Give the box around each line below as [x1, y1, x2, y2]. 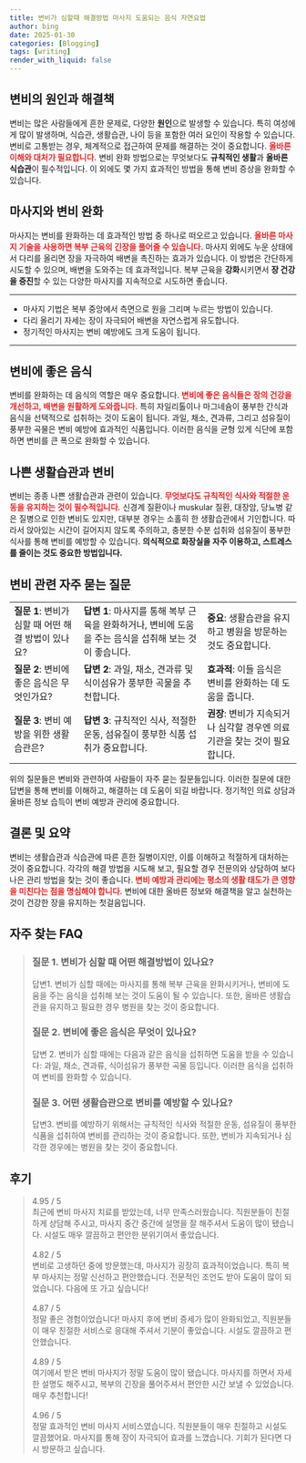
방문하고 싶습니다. [41, 1443, 106, 1454]
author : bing [9, 22, 59, 31]
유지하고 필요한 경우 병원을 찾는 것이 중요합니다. [48, 1001, 219, 1012]
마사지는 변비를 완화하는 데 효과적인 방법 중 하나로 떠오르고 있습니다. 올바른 [9, 230, 277, 241]
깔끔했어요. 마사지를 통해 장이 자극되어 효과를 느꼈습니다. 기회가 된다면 [31, 1432, 282, 1443]
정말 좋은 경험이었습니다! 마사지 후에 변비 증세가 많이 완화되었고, [31, 1314, 260, 1324]
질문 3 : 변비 [14, 715, 62, 727]
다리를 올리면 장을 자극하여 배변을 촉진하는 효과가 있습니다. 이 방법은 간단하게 [18, 252, 294, 263]
